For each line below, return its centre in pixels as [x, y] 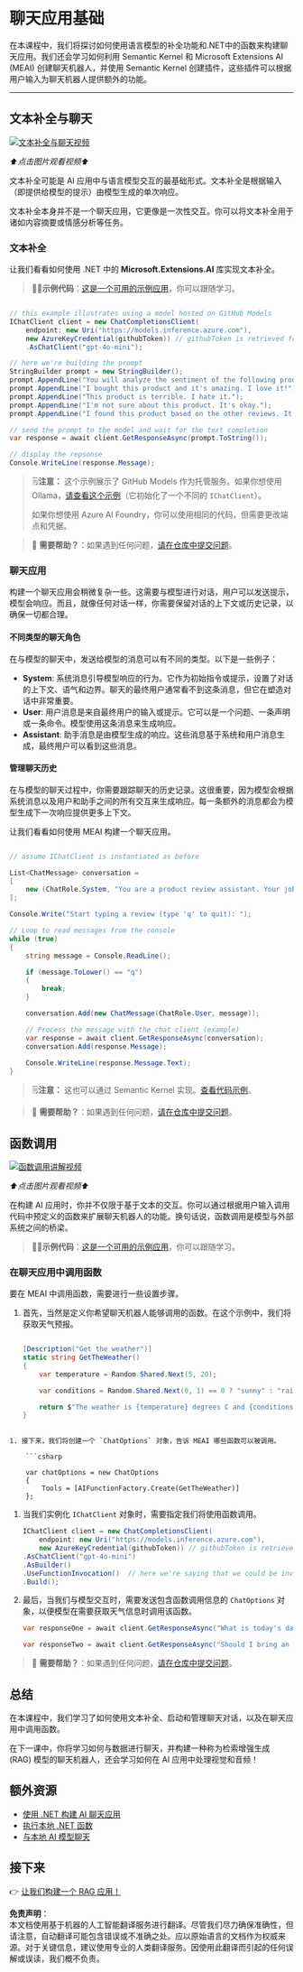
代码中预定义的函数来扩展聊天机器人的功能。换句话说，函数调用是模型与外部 [151, 1216]
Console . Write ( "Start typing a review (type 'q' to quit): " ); [131, 914]
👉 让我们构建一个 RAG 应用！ [65, 1891]
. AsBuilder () [47, 1565]
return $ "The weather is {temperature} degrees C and [142, 1407]
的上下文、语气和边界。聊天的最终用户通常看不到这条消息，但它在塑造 [153, 689]
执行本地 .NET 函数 [57, 1825]
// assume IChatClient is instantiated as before [105, 856]
